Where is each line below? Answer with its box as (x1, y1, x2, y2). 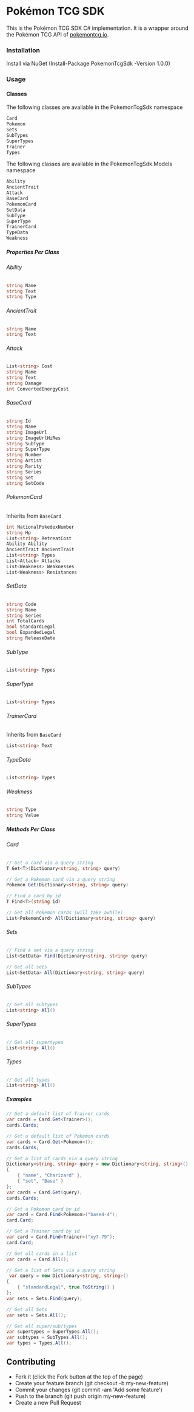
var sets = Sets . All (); (6, 1312, 67, 1318)
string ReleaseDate (6, 635, 56, 641)
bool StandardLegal (6, 624, 56, 630)
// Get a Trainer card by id (6, 1228, 80, 1234)
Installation (6, 46, 41, 54)
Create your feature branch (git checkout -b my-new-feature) (15, 1379, 169, 1386)
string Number (6, 452, 42, 458)
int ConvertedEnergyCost (6, 386, 69, 392)
